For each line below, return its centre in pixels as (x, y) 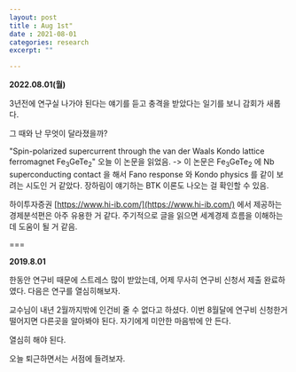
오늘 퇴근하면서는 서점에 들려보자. (67, 358)
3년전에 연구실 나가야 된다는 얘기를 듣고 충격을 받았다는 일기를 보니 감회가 (137, 104)
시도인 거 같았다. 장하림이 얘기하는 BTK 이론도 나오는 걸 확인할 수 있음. (147, 185)
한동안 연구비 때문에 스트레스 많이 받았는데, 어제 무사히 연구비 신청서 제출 (136, 280)
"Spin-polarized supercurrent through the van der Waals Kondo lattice (137, 151)
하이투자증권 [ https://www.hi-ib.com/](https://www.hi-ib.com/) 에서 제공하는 (146, 204)
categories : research (49, 42)
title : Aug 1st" (41, 26)
